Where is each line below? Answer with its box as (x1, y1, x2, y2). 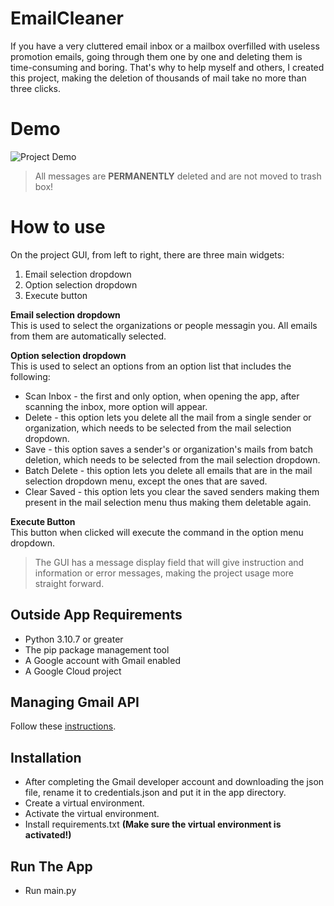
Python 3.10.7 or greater (24, 633, 124, 645)
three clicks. (10, 82, 62, 94)
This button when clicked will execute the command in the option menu (10, 526, 304, 538)
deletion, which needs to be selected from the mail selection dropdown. (24, 453, 321, 466)
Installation (10, 749, 82, 766)
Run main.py (24, 885, 77, 897)
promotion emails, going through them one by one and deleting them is (10, 50, 303, 62)
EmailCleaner (10, 7, 125, 30)
